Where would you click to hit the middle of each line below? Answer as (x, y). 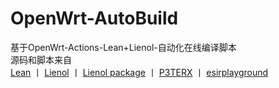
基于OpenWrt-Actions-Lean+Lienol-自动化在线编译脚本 (123, 47)
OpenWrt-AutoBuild (94, 18)
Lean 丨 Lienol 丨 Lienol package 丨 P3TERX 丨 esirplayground (139, 72)
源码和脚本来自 (41, 59)
